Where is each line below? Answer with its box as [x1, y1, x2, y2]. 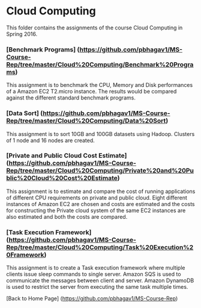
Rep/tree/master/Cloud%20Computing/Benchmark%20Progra [6, 60, 194, 68]
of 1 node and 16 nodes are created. [6, 137, 95, 144]
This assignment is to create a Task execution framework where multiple [6, 264, 185, 271]
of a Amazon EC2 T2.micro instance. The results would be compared [6, 88, 177, 95]
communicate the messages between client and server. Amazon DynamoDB [6, 277, 194, 284]
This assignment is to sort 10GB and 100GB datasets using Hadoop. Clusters [6, 130, 195, 137]
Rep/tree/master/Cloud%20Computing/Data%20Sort [6, 117, 166, 125]
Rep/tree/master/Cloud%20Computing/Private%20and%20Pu [6, 167, 194, 175]
